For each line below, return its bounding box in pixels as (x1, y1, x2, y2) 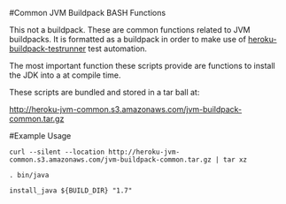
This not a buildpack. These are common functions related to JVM (9, 25, 251, 34)
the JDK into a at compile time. (9, 70, 121, 80)
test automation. (88, 43, 148, 54)
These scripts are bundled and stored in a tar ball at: (9, 87, 200, 97)
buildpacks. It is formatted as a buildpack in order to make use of (9, 34, 246, 44)
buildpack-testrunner (9, 43, 87, 54)
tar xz (222, 155, 248, 164)
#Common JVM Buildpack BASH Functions (9, 8, 166, 18)
